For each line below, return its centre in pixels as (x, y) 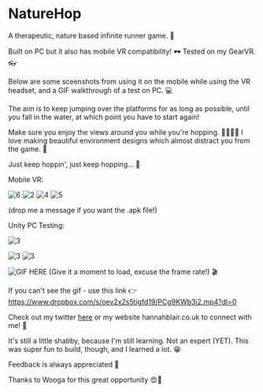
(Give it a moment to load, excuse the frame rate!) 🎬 (133, 271)
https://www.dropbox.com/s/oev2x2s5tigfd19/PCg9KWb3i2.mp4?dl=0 (122, 301)
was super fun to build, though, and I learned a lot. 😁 (94, 349)
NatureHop (45, 14)
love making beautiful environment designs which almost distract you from (129, 140)
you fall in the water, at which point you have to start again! (104, 117)
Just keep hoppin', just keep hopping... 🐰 (74, 164)
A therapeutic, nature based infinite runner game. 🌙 (91, 35)
